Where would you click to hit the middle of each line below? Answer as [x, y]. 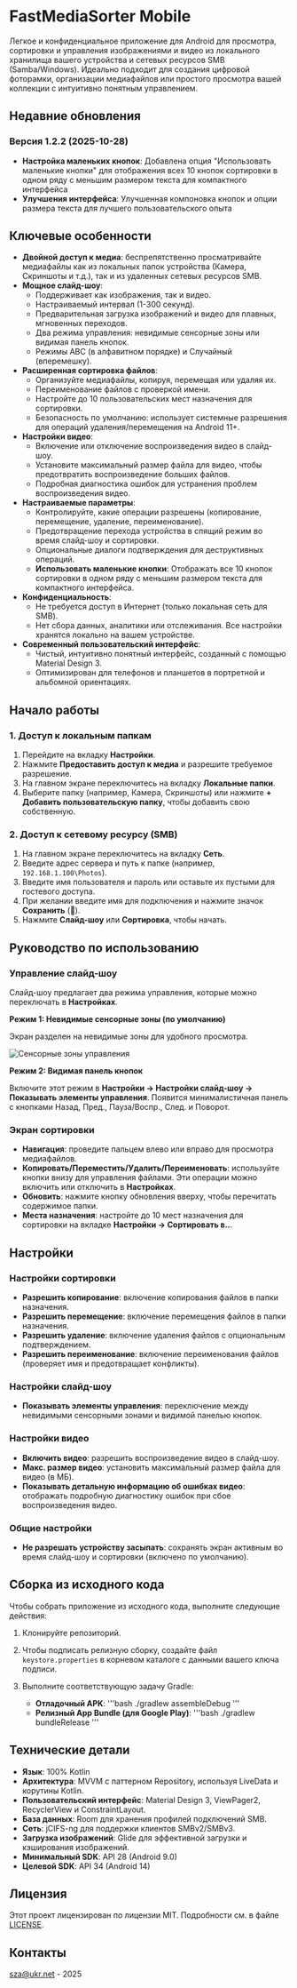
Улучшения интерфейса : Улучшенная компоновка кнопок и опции [149, 198]
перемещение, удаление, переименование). [119, 522]
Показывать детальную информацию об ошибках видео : [133, 1486]
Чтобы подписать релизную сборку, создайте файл [120, 1649]
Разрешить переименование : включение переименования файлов [150, 1354]
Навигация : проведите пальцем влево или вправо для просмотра [148, 1149]
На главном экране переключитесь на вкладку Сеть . [123, 854]
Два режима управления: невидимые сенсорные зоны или [147, 333]
